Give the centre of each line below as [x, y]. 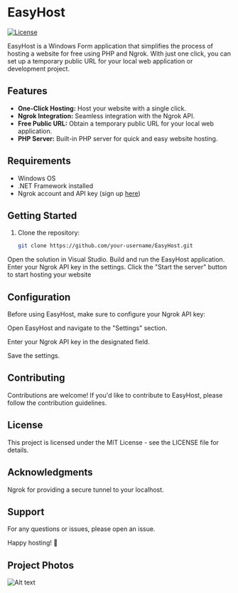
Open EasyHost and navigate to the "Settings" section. [87, 328]
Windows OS [37, 178]
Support [26, 511]
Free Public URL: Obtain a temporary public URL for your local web [116, 123]
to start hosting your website [49, 274]
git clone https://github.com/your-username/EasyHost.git [105, 246]
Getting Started [42, 216]
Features [27, 91]
